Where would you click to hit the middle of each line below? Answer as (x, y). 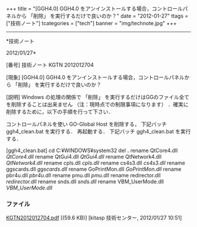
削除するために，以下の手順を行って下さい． (60, 112)
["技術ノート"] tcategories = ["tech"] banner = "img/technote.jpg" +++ (91, 23)
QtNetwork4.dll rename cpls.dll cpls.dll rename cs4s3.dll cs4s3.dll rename (96, 163)
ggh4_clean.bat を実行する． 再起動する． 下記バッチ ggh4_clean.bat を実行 (98, 131)
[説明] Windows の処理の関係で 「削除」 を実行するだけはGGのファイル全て (98, 97)
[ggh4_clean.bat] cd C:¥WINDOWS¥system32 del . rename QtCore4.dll (92, 150)
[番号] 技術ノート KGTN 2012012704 (50, 65)
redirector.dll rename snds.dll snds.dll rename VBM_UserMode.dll (85, 181)
